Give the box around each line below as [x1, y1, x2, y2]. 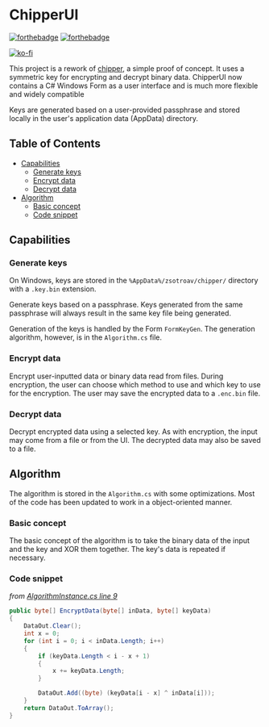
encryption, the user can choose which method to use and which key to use [9, 379, 261, 389]
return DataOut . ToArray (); [23, 704, 114, 712]
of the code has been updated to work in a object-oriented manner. [9, 497, 233, 507]
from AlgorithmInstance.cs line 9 [9, 591, 118, 601]
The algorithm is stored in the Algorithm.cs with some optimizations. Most [9, 488, 255, 498]
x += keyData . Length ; [52, 667, 126, 675]
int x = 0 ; [23, 629, 60, 638]
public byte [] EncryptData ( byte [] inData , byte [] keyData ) [9, 607, 212, 615]
